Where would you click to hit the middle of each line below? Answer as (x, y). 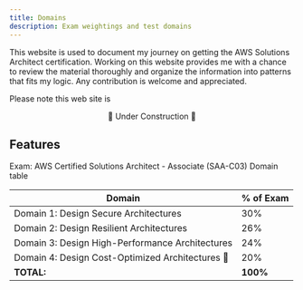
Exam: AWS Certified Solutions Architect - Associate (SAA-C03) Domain (144, 166)
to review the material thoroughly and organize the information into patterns (151, 71)
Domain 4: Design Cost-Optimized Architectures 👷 (121, 257)
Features (35, 145)
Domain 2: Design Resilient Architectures (101, 228)
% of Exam (265, 198)
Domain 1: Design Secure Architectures (98, 214)
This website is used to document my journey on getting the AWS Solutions (150, 52)
